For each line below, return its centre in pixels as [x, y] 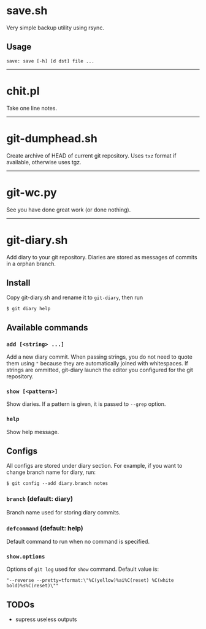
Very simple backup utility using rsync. [55, 28]
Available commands [47, 328]
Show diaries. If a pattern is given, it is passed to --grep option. [86, 404]
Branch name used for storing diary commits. [63, 512]
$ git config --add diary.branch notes [57, 484]
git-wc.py [32, 192]
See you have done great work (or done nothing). [69, 210]
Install [18, 283]
